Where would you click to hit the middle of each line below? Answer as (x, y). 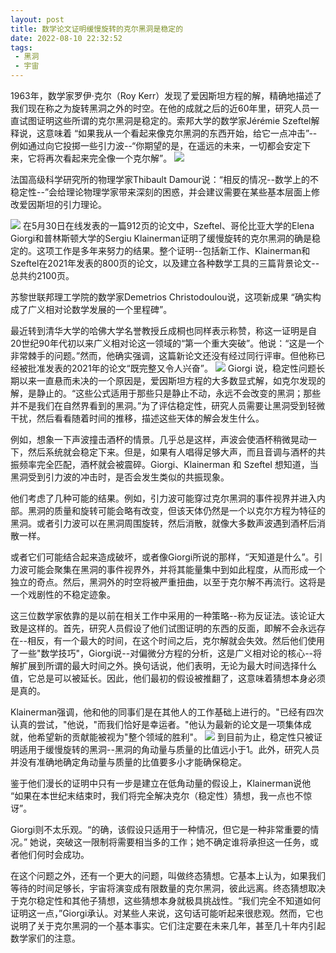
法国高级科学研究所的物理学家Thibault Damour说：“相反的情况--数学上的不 (164, 179)
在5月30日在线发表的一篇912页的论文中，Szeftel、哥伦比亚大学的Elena (168, 225)
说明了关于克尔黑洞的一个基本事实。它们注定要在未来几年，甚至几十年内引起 (168, 925)
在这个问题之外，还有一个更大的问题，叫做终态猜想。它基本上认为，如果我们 (168, 875)
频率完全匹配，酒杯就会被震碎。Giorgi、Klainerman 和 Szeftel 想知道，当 (168, 464)
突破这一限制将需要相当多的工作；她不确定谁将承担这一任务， (183, 842)
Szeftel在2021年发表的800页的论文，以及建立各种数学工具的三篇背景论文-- (165, 263)
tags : (21, 47)
